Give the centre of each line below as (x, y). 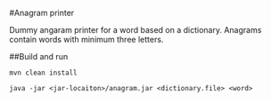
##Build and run (39, 56)
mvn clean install (43, 73)
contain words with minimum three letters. (86, 39)
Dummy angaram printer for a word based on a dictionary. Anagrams (135, 30)
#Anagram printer (42, 13)
